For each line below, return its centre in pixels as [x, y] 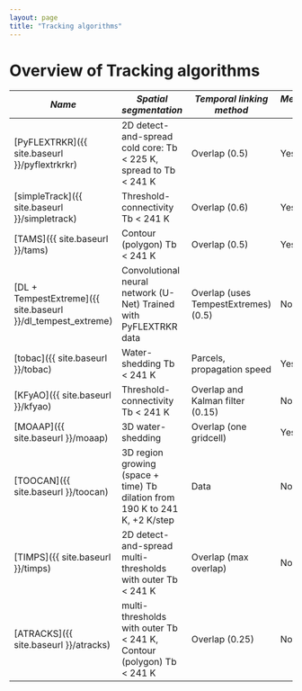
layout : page [34, 18]
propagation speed [232, 370]
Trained [159, 304]
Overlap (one [219, 426]
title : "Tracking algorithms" [66, 26]
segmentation [151, 111]
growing [138, 464]
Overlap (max [220, 557]
